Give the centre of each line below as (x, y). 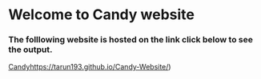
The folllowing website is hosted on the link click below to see (131, 40)
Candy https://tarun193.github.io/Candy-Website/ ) (90, 67)
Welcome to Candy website (101, 15)
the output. (30, 49)
